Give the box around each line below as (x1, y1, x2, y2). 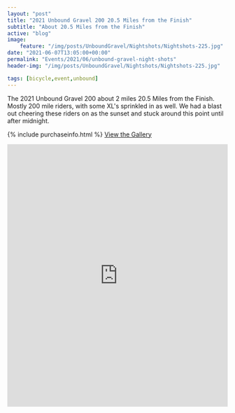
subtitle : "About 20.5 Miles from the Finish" (7, 23, 145, 30)
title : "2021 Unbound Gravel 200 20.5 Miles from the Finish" (7, 17, 192, 24)
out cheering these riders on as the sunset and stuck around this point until (7, 109, 224, 118)
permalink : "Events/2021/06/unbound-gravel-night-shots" (7, 56, 177, 63)
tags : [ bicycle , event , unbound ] (7, 75, 99, 82)
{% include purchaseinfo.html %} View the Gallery (7, 130, 152, 139)
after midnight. (7, 116, 50, 125)
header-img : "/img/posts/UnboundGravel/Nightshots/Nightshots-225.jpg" (7, 62, 220, 69)
